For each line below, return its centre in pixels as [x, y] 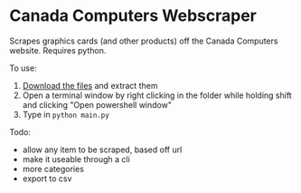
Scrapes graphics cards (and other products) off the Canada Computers [144, 41]
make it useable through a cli [76, 159]
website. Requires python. [58, 50]
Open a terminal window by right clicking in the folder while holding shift [157, 95]
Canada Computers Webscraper [133, 16]
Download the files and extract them [90, 85]
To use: [24, 68]
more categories [53, 169]
